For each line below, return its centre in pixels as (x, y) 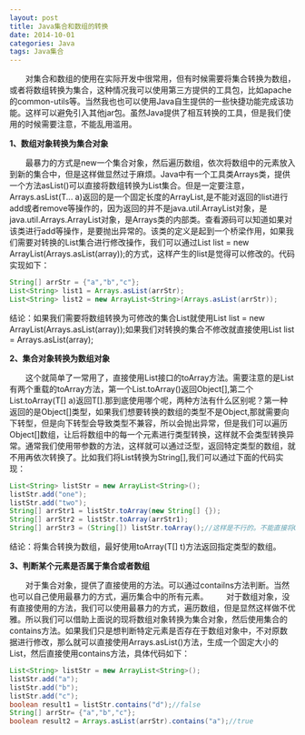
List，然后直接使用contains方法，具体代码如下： (100, 653)
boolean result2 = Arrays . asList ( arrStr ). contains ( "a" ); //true (132, 721)
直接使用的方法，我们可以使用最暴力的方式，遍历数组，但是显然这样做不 (152, 608)
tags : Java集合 (37, 52)
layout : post (34, 18)
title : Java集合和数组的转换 (59, 26)
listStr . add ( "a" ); (44, 679)
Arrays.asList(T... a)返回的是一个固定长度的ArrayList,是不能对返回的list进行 (149, 197)
